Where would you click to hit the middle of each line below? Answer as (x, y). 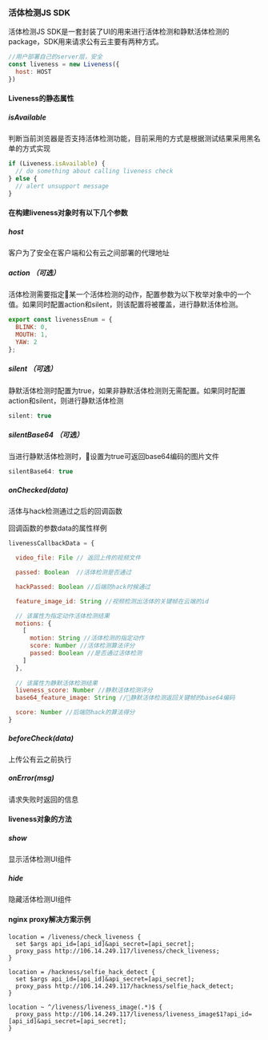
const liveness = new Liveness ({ (64, 65)
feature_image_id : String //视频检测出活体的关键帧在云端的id (112, 601)
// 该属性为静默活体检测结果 (57, 683)
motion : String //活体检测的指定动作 (87, 638)
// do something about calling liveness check (94, 171)
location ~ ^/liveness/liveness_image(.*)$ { (85, 1007)
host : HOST (34, 72)
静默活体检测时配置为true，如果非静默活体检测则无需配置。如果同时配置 (127, 390)
